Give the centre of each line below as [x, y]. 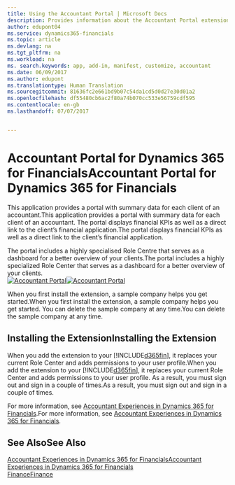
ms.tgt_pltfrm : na [34, 53]
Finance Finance [30, 475]
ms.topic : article [34, 40]
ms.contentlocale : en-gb [43, 105]
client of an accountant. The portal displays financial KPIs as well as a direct [117, 222]
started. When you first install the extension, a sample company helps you [113, 301]
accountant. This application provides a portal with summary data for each [114, 215]
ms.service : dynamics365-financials [60, 33]
